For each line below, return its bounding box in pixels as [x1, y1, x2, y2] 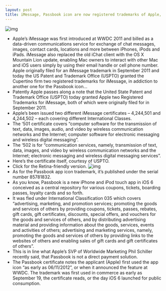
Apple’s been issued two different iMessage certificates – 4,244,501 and [12, 110, 161, 116]
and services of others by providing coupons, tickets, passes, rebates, [12, 206, 157, 212]
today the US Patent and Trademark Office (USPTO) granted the [12, 73, 145, 79]
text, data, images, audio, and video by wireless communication [12, 126, 144, 132]
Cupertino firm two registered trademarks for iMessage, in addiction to [12, 78, 158, 84]
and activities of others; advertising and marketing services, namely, [12, 227, 153, 233]
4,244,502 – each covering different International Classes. [12, 115, 132, 121]
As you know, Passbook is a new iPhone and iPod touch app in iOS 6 [12, 179, 154, 185]
